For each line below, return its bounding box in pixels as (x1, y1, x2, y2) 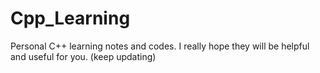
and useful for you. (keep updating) (10, 50, 157, 62)
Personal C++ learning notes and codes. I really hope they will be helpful (10, 40, 310, 52)
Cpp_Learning (10, 7, 131, 30)
